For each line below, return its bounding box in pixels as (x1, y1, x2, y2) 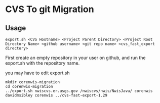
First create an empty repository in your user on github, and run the (5, 55, 146, 61)
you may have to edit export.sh (5, 70, 70, 76)
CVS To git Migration (5, 4, 95, 15)
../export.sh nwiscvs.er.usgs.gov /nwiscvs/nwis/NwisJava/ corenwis (5, 88, 153, 93)
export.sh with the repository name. (5, 60, 80, 66)
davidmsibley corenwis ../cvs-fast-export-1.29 (5, 93, 108, 98)
